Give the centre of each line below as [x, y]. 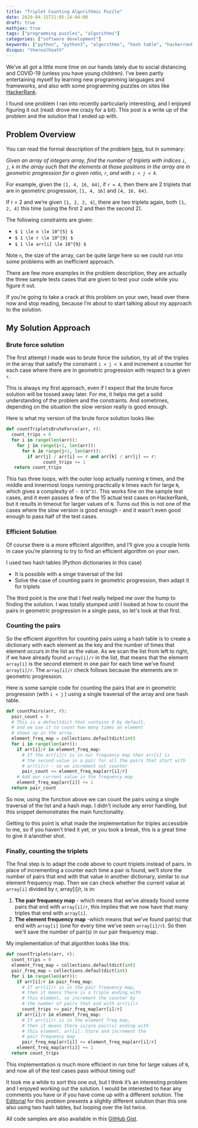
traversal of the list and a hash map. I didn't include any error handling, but [97, 805]
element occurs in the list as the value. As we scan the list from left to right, [98, 651]
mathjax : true [24, 28]
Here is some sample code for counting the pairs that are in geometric [91, 687]
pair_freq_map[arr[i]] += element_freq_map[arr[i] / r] [89, 1042]
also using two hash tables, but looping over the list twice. [77, 1107]
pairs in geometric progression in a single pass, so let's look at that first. [94, 610]
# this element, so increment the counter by [78, 998]
